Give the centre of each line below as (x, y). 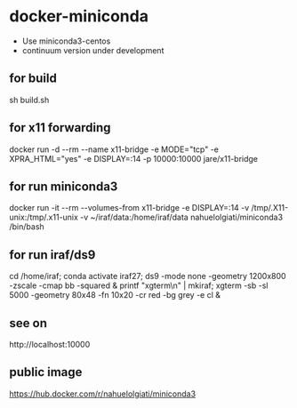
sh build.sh (29, 100)
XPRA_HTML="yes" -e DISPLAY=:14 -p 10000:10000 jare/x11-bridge (134, 158)
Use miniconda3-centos (66, 41)
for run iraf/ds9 (52, 255)
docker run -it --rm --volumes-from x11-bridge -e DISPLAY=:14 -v (129, 208)
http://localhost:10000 (50, 344)
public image (46, 372)
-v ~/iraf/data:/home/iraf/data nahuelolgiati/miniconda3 (181, 217)
